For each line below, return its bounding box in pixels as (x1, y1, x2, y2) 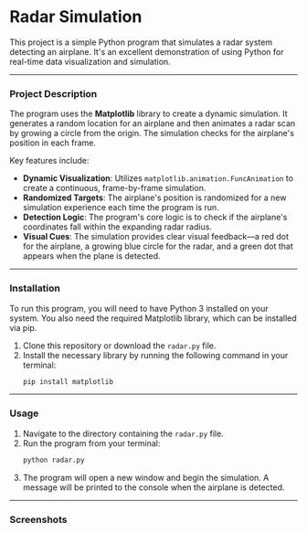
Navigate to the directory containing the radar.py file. (22, 428, 224, 439)
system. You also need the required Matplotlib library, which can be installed (9, 313, 297, 324)
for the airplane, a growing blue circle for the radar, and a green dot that (22, 240, 294, 252)
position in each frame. (9, 137, 97, 148)
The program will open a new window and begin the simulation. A (22, 472, 270, 483)
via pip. (9, 322, 37, 333)
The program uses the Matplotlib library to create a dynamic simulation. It (9, 108, 288, 120)
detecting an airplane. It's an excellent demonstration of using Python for (9, 46, 284, 57)
